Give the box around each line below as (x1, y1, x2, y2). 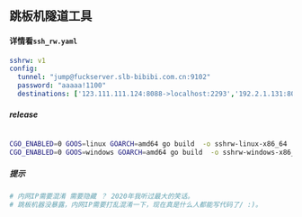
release (9, 109, 39, 120)
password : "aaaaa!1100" (17, 81, 106, 90)
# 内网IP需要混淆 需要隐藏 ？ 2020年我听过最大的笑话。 (9, 192, 195, 201)
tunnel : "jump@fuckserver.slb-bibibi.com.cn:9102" (17, 73, 211, 82)
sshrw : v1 (9, 56, 47, 65)
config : (9, 64, 39, 74)
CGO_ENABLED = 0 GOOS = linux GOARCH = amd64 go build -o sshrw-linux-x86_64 (9, 139, 288, 149)
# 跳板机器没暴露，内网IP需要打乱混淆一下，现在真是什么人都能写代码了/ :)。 (9, 200, 262, 209)
